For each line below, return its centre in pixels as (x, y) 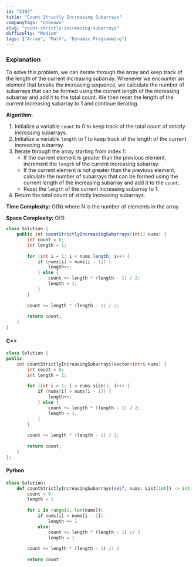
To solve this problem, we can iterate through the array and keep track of (94, 72)
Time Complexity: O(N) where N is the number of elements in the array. (93, 207)
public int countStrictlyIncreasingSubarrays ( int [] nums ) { (92, 234)
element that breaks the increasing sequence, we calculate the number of (95, 85)
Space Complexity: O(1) (36, 218)
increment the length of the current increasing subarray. (92, 164)
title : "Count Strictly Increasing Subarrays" (64, 17)
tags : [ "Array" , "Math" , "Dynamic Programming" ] (67, 39)
